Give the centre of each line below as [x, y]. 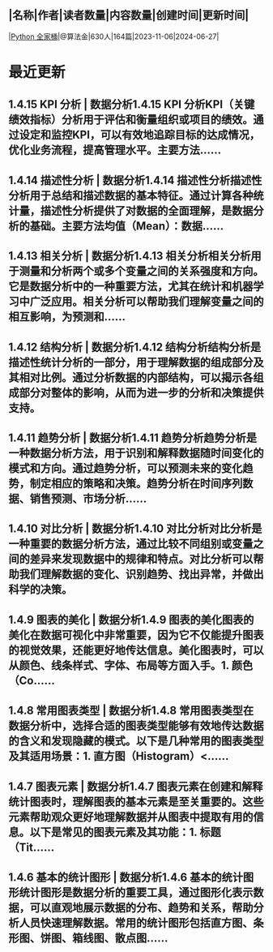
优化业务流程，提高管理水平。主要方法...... [115, 150]
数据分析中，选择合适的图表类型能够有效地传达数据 [136, 726]
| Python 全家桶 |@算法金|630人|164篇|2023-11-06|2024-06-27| [114, 36]
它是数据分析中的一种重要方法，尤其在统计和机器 [131, 287]
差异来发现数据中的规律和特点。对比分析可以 [141, 559]
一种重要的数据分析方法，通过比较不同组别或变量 [131, 544]
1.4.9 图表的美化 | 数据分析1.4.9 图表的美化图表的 [131, 620]
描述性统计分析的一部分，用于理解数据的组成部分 [131, 362]
